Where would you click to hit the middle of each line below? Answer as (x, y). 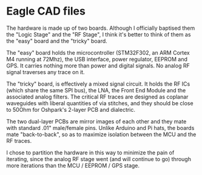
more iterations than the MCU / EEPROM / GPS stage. (73, 165)
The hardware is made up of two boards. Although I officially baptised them (101, 28)
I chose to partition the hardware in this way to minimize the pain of (90, 153)
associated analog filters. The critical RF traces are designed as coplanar (97, 97)
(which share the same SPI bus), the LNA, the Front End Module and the (96, 90)
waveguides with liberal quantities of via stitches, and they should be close (100, 103)
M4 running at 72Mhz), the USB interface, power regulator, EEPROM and (97, 59)
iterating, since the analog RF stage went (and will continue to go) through (99, 159)
